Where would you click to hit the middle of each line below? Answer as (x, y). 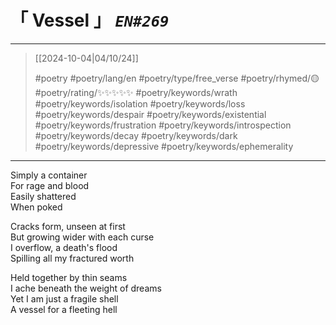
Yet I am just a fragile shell (64, 298)
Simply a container (49, 175)
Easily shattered (43, 196)
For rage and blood (50, 185)
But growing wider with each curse (82, 237)
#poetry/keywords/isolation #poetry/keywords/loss (140, 103)
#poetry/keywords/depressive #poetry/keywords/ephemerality (164, 146)
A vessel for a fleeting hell (64, 309)
